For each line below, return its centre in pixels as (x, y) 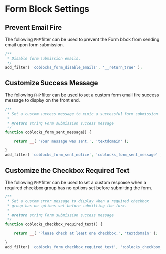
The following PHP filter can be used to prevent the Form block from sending (82, 39)
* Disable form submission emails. (44, 58)
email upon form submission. (35, 45)
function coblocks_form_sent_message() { (48, 132)
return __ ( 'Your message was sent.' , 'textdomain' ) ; (72, 141)
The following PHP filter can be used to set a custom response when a (76, 182)
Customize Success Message (52, 83)
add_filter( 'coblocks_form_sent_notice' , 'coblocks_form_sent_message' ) (84, 155)
